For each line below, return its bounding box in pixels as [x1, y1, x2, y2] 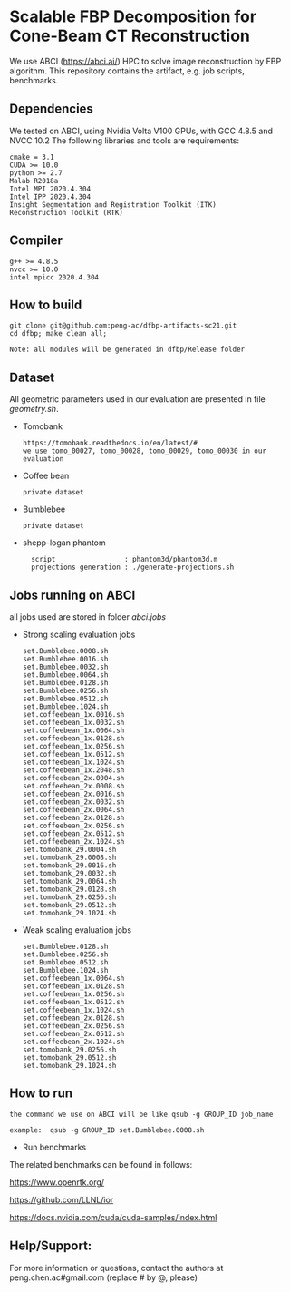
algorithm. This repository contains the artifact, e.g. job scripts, [9, 65, 245, 76]
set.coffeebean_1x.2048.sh [22, 766, 125, 775]
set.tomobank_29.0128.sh [22, 885, 117, 894]
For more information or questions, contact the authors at [9, 1262, 224, 1273]
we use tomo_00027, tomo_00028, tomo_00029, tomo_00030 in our [22, 446, 267, 455]
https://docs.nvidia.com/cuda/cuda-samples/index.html [9, 1211, 217, 1222]
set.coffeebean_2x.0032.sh [22, 798, 125, 807]
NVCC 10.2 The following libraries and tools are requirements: [9, 134, 240, 146]
